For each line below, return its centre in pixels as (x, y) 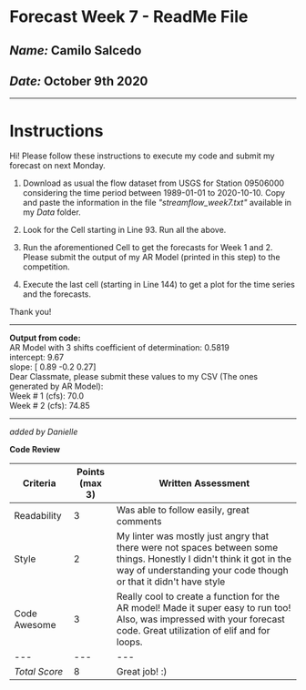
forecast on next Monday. (58, 166)
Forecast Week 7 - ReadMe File (129, 17)
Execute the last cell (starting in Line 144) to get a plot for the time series (159, 285)
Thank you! (31, 312)
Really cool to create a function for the (199, 596)
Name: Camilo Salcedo (76, 51)
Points (90, 472)
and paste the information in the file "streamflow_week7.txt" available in (157, 203)
